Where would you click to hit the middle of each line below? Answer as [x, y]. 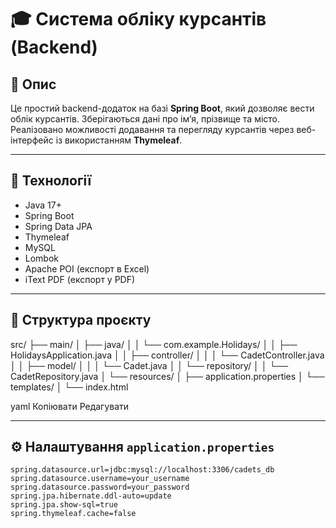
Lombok [42, 258]
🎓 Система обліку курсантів [138, 19]
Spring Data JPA [58, 226]
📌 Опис [33, 84]
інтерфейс [32, 140]
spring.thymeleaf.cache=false [73, 514]
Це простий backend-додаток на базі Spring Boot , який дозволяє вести [162, 108]
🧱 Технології [51, 181]
